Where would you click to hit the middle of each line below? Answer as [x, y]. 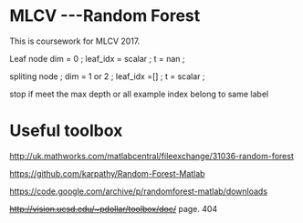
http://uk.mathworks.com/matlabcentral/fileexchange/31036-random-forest [151, 156]
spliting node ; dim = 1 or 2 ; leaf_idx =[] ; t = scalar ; [107, 76]
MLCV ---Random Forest [105, 16]
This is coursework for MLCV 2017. [75, 41]
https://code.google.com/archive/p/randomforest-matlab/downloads [138, 191]
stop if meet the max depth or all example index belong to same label [139, 94]
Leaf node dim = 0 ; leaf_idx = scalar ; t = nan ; [97, 58]
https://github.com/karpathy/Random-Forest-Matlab [107, 173]
